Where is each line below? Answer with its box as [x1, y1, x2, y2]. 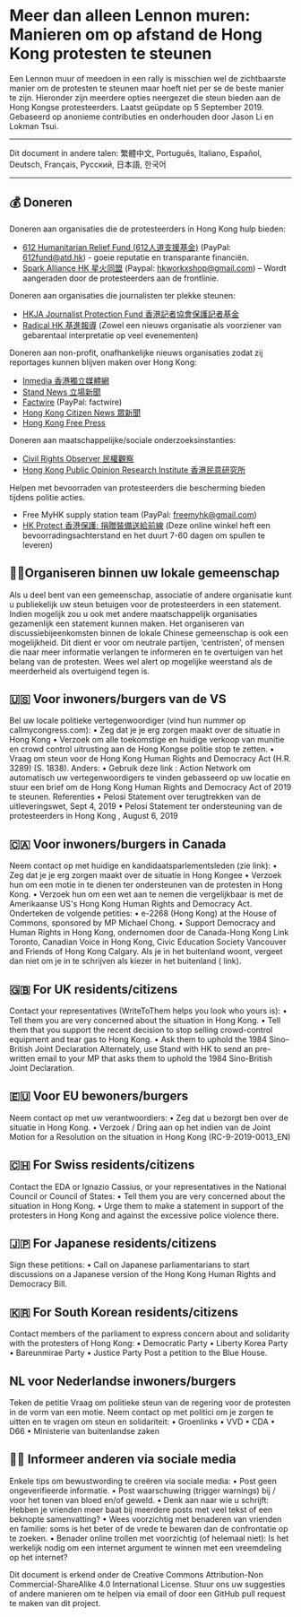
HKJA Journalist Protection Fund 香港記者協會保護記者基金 [21, 309, 240, 319]
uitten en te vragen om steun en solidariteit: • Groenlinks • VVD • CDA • [9, 1416, 276, 1427]
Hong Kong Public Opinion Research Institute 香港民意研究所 [21, 464, 246, 475]
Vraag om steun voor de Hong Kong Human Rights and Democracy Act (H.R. [9, 753, 292, 764]
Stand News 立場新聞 [21, 387, 101, 397]
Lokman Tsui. [9, 120, 59, 131]
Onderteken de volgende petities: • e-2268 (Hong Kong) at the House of [9, 908, 278, 919]
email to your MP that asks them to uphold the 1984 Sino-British [37, 1053, 273, 1064]
